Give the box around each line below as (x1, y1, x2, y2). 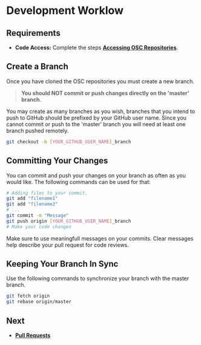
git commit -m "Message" (6, 213, 69, 219)
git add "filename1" (6, 196, 59, 202)
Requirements (6, 28, 61, 38)
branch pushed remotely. (6, 127, 69, 134)
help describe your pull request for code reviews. (6, 241, 129, 248)
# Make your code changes (6, 224, 71, 230)
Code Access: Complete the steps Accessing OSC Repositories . (15, 44, 179, 51)
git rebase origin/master (6, 299, 71, 305)
